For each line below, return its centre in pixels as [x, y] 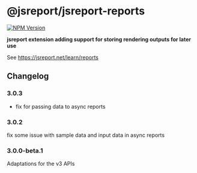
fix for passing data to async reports [60, 106]
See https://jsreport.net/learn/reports [53, 57]
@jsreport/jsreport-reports [76, 11]
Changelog [28, 76]
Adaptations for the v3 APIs [41, 164]
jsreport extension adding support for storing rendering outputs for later [99, 39]
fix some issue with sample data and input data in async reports [86, 135]
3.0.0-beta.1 [25, 150]
